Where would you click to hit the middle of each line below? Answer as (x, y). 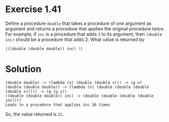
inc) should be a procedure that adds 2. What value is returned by (75, 39)
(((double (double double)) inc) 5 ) (44, 49)
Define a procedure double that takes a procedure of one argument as (78, 23)
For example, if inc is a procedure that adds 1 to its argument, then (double (84, 34)
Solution (23, 69)
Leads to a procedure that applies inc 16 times (58, 105)
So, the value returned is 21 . (35, 114)
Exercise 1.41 (33, 9)
